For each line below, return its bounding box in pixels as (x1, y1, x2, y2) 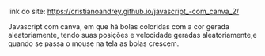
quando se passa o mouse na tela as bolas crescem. (8, 39, 180, 48)
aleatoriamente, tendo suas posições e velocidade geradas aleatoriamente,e (8, 31, 257, 39)
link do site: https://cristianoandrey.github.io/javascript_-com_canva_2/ (8, 7, 240, 16)
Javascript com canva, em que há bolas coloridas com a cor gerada (8, 22, 229, 31)
